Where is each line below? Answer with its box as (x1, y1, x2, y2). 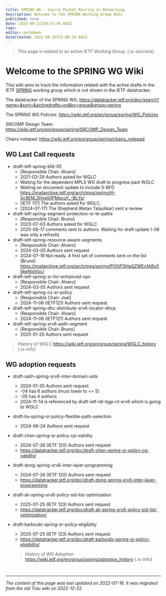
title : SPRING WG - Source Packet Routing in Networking (5, 7, 125, 12)
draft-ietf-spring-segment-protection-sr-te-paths (12, 210, 113, 216)
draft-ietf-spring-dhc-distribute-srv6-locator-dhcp (12, 305, 116, 311)
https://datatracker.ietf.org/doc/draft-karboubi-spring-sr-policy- (20, 536, 150, 542)
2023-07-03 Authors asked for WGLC (20, 221, 98, 227)
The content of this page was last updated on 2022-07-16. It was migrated (5, 580, 158, 586)
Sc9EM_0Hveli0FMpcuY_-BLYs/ (20, 195, 85, 200)
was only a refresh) (20, 232, 60, 238)
